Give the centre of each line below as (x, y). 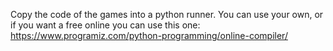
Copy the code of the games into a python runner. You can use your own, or (167, 14)
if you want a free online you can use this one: (105, 25)
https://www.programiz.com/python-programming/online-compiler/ (149, 35)
